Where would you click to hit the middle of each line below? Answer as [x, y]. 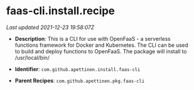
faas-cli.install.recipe [61, 11]
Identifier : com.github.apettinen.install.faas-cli [77, 69]
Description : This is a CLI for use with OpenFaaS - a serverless [93, 38]
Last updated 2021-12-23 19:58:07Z [50, 27]
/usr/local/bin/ [32, 57]
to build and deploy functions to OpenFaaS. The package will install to [101, 51]
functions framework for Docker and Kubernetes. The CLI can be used [101, 45]
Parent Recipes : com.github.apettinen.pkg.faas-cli [80, 81]
